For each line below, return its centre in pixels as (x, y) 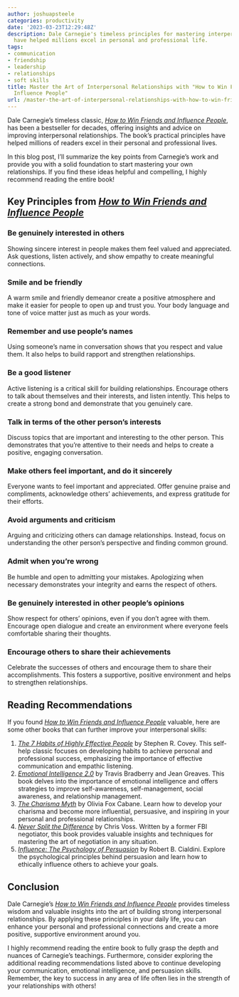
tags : (15, 47)
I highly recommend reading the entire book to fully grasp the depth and (113, 948)
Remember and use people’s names (70, 331)
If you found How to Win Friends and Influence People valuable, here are (114, 722)
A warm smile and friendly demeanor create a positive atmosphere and (111, 297)
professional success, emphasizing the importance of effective (110, 759)
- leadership (27, 67)
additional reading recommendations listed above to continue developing (114, 963)
